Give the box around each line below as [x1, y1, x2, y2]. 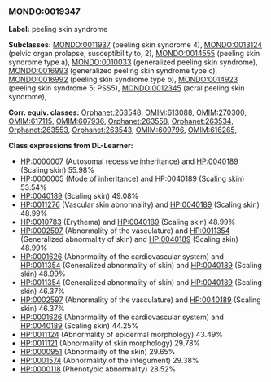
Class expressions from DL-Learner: [8, 141, 133, 151]
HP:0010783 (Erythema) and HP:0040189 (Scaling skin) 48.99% [20, 217, 236, 227]
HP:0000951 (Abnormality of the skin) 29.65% [20, 347, 176, 357]
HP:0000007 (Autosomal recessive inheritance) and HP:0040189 [20, 156, 238, 166]
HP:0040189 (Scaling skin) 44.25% [20, 321, 139, 331]
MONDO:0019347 [8, 6, 81, 17]
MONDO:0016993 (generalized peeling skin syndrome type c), [8, 66, 218, 76]
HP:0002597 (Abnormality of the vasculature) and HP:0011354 [20, 226, 230, 235]
